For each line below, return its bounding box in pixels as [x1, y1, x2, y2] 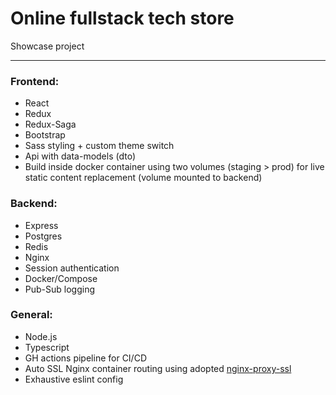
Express [24, 219, 59, 231]
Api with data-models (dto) [24, 150, 137, 162]
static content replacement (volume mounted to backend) [24, 172, 263, 184]
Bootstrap [24, 129, 66, 141]
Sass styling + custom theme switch [24, 140, 175, 152]
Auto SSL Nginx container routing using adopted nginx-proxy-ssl [24, 362, 292, 374]
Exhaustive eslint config [24, 373, 124, 385]
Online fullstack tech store [10, 7, 235, 30]
